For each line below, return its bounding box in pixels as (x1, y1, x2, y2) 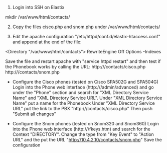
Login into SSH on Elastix (12, 5, 65, 10)
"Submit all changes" (12, 111, 56, 117)
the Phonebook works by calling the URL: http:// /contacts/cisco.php (5, 64, 146, 69)
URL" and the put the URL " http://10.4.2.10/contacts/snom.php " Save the (12, 137, 162, 142)
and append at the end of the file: (12, 39, 82, 45)
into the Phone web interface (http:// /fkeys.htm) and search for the (12, 126, 150, 132)
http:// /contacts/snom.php (5, 69, 60, 75)
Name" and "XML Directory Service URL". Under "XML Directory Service (12, 95, 162, 101)
